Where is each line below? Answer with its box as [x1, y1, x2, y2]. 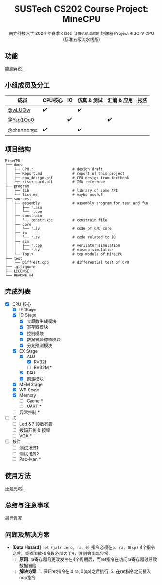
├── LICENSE [5, 269, 29, 274]
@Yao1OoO [7, 116, 35, 123]
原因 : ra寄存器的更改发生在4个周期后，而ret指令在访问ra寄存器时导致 [19, 556, 157, 562]
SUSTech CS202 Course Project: [14, 3, 149, 15]
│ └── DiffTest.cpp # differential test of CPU [5, 260, 130, 265]
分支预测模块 [26, 342, 52, 348]
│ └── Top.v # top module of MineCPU [5, 252, 123, 257]
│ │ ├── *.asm [5, 205, 42, 210]
